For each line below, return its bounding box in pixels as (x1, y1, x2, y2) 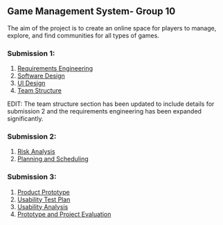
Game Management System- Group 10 (7, 6, 176, 17)
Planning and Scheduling (17, 155, 89, 163)
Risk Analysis (17, 147, 55, 156)
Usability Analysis (17, 202, 69, 210)
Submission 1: (7, 48, 55, 58)
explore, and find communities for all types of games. (7, 31, 159, 39)
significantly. (7, 114, 44, 123)
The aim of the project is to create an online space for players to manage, (7, 24, 217, 32)
